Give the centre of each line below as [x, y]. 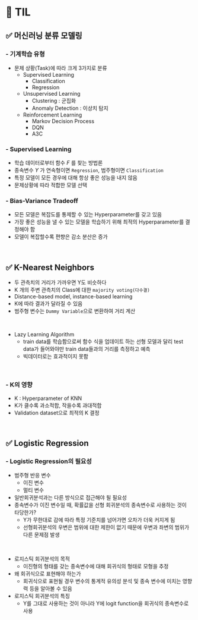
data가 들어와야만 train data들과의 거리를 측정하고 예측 [87, 349]
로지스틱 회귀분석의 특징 [42, 596]
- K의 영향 [19, 385]
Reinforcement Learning [52, 115]
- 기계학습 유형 [25, 54]
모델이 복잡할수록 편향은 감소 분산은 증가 [61, 237]
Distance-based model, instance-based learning [73, 297]
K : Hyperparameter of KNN [48, 398]
